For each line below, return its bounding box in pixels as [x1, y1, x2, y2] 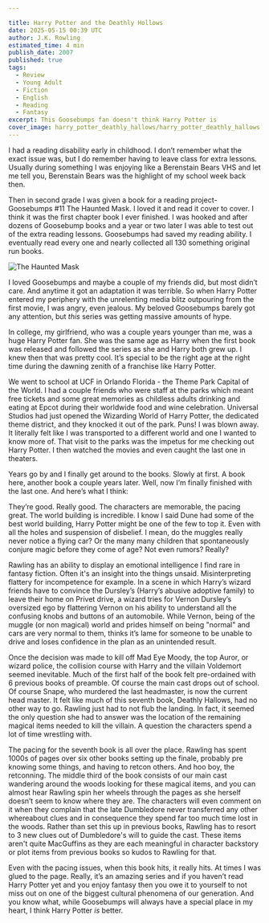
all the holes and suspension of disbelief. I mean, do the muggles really [8, 527, 243, 537]
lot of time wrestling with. [8, 729, 92, 739]
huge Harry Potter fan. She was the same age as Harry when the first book [8, 335, 256, 345]
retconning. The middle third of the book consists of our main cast [8, 770, 227, 780]
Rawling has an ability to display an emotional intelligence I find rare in [8, 560, 241, 570]
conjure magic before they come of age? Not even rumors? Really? [8, 544, 230, 554]
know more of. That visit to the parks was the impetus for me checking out [8, 436, 255, 446]
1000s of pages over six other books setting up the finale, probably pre [8, 753, 243, 763]
